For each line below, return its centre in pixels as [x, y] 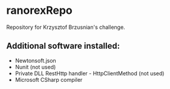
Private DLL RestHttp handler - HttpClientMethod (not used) [90, 73]
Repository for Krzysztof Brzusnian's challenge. [66, 27]
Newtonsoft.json [35, 60]
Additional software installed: [63, 46]
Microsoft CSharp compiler [49, 79]
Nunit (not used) [35, 67]
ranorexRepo [39, 11]
